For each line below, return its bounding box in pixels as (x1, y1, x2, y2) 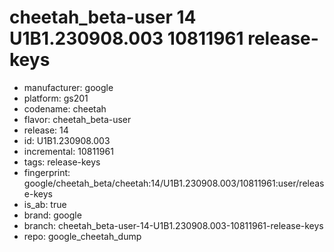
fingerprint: (23, 166, 71, 178)
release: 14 (23, 124, 69, 136)
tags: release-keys (23, 156, 101, 168)
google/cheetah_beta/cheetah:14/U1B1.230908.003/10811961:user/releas (23, 177, 325, 189)
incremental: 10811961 (23, 145, 114, 157)
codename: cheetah (23, 102, 107, 115)
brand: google (23, 209, 82, 221)
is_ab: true (23, 198, 67, 210)
